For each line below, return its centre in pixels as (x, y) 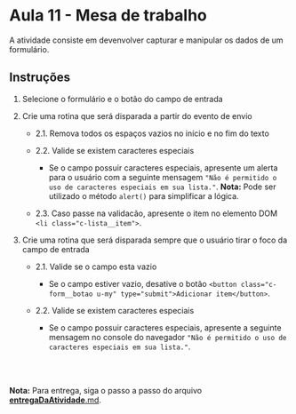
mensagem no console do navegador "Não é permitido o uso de (168, 337)
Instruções (40, 78)
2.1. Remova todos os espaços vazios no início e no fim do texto (152, 133)
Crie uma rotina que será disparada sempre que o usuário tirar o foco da (155, 240)
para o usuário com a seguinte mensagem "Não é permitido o (163, 177)
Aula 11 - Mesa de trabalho (108, 16)
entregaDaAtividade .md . (56, 400)
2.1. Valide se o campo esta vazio (96, 267)
